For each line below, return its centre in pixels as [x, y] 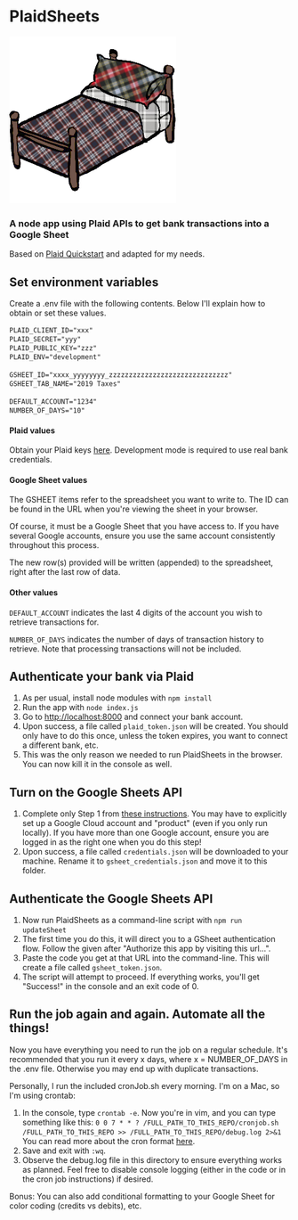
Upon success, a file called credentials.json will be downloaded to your [155, 852]
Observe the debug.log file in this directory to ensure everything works [152, 1159]
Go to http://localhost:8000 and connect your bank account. [133, 717]
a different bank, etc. [60, 745]
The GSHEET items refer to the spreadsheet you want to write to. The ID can [149, 500]
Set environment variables [84, 282]
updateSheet [44, 930]
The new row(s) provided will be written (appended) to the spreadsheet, [141, 562]
